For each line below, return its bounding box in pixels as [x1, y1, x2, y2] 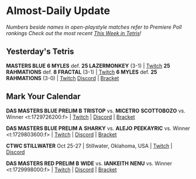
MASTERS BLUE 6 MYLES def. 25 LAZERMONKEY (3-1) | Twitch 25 [6, 62, 171, 69]
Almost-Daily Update [6, 4, 110, 18]
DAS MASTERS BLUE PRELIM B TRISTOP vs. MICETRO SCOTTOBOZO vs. [6, 107, 185, 114]
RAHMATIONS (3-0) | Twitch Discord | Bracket [6, 74, 119, 81]
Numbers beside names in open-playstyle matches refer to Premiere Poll [6, 23, 182, 30]
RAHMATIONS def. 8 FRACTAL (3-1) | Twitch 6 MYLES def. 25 [6, 68, 157, 75]
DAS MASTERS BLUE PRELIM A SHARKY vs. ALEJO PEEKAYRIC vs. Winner [6, 125, 190, 132]
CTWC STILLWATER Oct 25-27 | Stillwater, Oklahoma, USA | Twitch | [6, 142, 173, 149]
